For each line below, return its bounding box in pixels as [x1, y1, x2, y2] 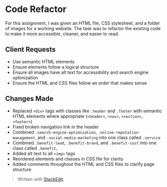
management [12, 135, 35, 140]
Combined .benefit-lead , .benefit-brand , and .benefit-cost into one [12, 139, 156, 146]
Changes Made [5, 94, 53, 103]
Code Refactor [5, 4, 66, 15]
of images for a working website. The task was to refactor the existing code [5, 25, 161, 31]
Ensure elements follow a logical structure [12, 64, 99, 70]
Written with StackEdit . [17, 176, 65, 182]
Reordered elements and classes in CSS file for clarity [12, 155, 123, 161]
